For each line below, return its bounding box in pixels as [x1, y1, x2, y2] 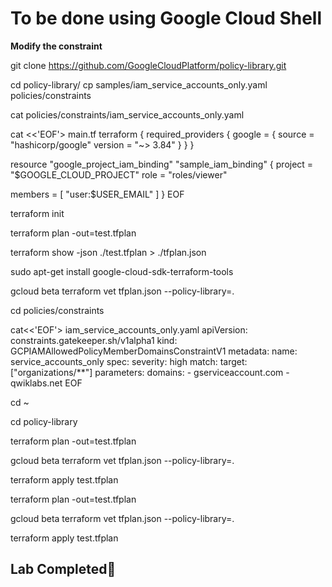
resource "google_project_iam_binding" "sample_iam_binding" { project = [10, 158, 314, 170]
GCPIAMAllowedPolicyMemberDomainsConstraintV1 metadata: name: [10, 345, 298, 357]
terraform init [10, 207, 65, 219]
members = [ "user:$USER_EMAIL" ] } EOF [10, 188, 185, 200]
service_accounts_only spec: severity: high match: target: [10, 355, 248, 367]
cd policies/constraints [10, 304, 105, 316]
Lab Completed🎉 [10, 561, 117, 578]
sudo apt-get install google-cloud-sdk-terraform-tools [10, 265, 234, 277]
